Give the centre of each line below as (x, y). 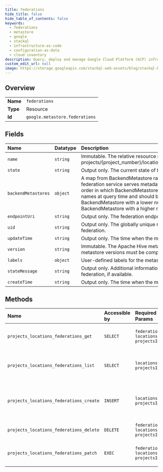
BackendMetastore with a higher (118, 208)
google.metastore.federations (61, 117)
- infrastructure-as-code (36, 46)
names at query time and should (117, 196)
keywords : (15, 23)
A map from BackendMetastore (116, 178)
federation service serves (110, 184)
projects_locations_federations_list (51, 366)
